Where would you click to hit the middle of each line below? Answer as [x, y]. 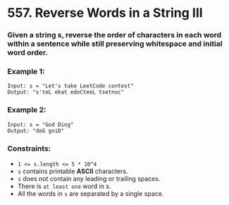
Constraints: [29, 148]
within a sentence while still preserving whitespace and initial [115, 44]
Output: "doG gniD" [36, 131]
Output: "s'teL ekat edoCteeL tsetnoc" [66, 92]
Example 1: [26, 72]
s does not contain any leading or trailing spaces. [89, 179]
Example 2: [27, 110]
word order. [27, 53]
